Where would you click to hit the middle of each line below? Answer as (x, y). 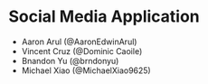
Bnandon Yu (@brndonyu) (70, 61)
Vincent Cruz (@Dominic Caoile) (82, 51)
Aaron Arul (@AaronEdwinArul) (79, 42)
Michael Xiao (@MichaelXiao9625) (86, 70)
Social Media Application (104, 17)
